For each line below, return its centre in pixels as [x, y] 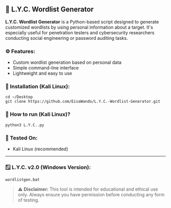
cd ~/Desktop [19, 97]
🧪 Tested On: [22, 137]
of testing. [28, 200]
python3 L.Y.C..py [25, 125]
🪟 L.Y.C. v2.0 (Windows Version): [48, 167]
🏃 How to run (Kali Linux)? [38, 114]
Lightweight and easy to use [42, 73]
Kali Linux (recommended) [40, 149]
